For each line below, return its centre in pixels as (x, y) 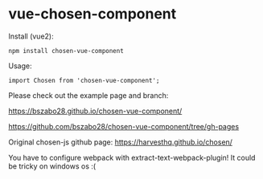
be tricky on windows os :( (52, 166)
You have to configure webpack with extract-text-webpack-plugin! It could (132, 157)
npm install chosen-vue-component (66, 51)
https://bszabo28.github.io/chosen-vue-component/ (95, 111)
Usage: (20, 66)
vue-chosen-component (92, 14)
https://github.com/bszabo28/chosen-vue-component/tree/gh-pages (124, 126)
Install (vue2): (31, 36)
